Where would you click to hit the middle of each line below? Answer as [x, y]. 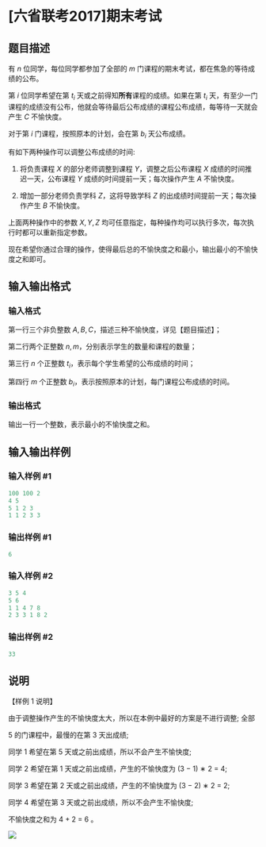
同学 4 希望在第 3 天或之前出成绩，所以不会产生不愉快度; [101, 803]
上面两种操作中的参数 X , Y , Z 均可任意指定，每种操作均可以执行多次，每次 [128, 222]
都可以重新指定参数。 [57, 232]
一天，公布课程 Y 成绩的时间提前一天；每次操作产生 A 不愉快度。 [133, 179]
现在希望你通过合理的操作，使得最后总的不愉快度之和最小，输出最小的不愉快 [133, 249]
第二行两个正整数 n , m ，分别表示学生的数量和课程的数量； [103, 347]
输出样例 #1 [30, 537]
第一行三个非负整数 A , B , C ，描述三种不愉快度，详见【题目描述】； [115, 329]
